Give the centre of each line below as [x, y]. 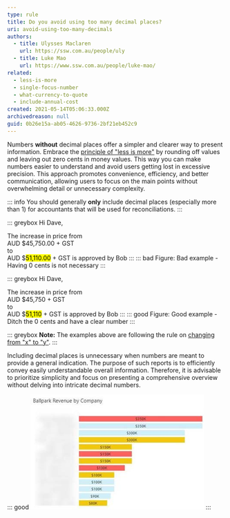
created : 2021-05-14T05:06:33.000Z [58, 109]
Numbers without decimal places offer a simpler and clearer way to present [115, 144]
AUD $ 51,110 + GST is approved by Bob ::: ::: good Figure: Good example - [112, 314]
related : [20, 73]
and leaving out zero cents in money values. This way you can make [104, 159]
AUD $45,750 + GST [36, 299]
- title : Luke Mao [40, 59]
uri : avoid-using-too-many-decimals [60, 29]
